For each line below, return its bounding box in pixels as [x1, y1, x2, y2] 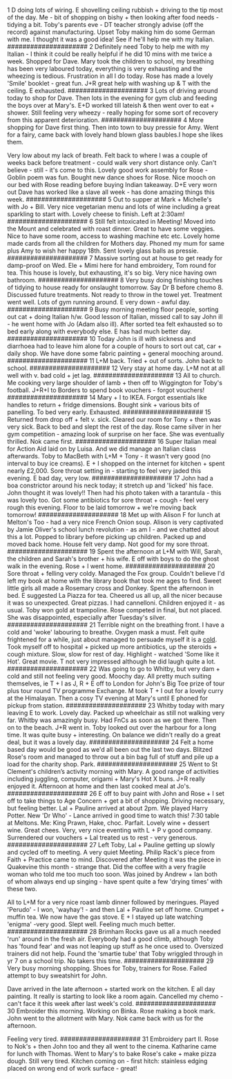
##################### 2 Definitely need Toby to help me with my [7, 43, 209, 50]
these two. [7, 885, 37, 893]
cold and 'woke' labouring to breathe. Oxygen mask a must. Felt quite [7, 628, 205, 636]
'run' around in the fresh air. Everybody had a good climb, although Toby [7, 935, 214, 943]
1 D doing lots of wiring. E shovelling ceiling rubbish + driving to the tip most [7, 6, 223, 14]
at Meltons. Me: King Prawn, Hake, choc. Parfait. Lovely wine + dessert [7, 819, 210, 827]
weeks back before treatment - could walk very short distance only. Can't [7, 159, 217, 166]
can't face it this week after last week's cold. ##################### [7, 1000, 216, 1007]
